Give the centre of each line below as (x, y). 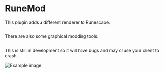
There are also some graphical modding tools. (52, 36)
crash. (12, 56)
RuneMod (25, 9)
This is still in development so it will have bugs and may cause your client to (82, 50)
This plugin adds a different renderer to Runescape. (58, 22)
